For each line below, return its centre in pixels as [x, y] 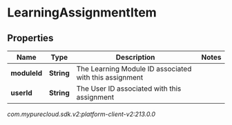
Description [135, 57]
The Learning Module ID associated [134, 69]
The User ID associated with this [129, 89]
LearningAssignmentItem [82, 13]
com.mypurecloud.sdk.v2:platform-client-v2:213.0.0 [81, 114]
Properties [30, 38]
